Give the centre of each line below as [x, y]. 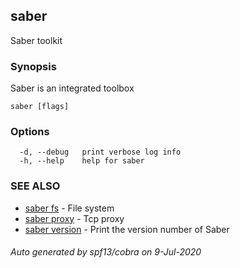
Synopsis [33, 66]
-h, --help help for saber [82, 161]
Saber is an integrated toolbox [72, 88]
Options [30, 132]
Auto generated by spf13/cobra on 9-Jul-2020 [106, 252]
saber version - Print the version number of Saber [127, 229]
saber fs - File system [69, 208]
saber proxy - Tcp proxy [74, 218]
